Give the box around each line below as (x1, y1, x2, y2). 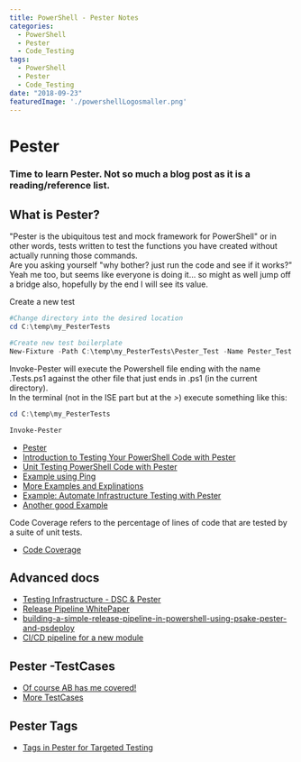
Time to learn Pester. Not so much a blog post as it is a (9, 168, 251, 180)
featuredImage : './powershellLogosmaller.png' (9, 96, 187, 106)
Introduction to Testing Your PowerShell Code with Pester (22, 452, 236, 463)
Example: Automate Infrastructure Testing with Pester (22, 490, 222, 500)
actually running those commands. (9, 250, 138, 262)
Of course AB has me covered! (22, 683, 137, 693)
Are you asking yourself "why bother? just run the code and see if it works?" (9, 260, 293, 271)
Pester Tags (9, 718, 78, 733)
